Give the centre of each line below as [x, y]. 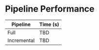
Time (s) [49, 24]
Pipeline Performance [50, 9]
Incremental [21, 40]
